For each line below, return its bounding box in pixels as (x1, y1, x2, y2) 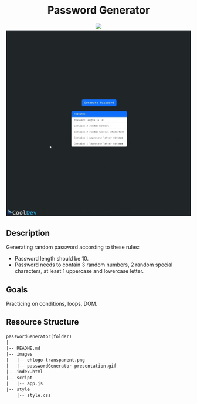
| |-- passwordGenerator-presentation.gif (6, 363, 117, 369)
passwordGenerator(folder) (6, 333, 72, 339)
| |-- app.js (6, 380, 43, 386)
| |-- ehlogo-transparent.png (6, 357, 85, 363)
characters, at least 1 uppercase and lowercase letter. (14, 268, 144, 275)
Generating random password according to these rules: (6, 243, 140, 251)
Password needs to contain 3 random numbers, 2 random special (14, 261, 173, 268)
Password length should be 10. (14, 255, 89, 262)
